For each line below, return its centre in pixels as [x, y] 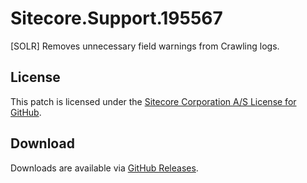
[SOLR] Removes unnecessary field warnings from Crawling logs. [145, 46]
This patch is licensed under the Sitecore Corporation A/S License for [153, 101]
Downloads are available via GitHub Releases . [104, 168]
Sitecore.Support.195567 [116, 18]
